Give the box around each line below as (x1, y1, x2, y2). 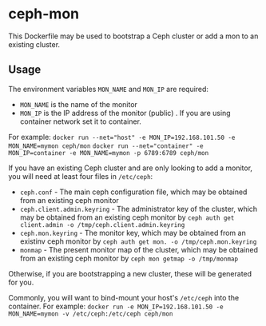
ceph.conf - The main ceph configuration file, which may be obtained (19, 187, 248, 197)
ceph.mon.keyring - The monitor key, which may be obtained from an (19, 228, 246, 237)
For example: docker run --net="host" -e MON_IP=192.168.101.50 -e (8, 132, 236, 141)
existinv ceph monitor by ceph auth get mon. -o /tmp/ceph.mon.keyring (19, 237, 257, 246)
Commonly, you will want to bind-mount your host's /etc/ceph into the (8, 292, 240, 302)
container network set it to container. (19, 117, 142, 126)
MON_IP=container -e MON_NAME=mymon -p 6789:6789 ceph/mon (8, 149, 209, 157)
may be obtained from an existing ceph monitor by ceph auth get (19, 213, 235, 222)
